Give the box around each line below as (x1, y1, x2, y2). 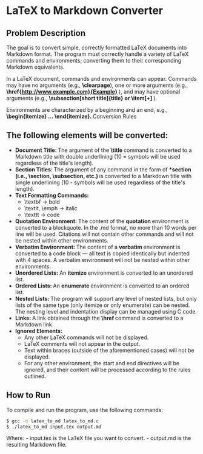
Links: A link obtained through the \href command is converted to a (15, 314, 184, 322)
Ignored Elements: (15, 327, 62, 334)
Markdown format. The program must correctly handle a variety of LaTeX (6, 50, 189, 58)
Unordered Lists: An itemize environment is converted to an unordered (15, 269, 193, 277)
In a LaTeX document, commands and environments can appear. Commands (6, 75, 197, 82)
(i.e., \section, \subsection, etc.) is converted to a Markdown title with (15, 172, 192, 179)
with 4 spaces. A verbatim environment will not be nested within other (15, 256, 190, 263)
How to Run (6, 390, 51, 401)
